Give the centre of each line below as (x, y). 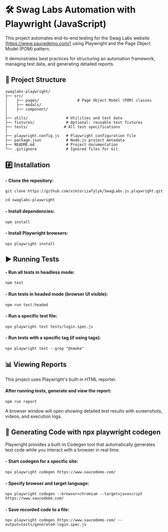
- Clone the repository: (29, 181)
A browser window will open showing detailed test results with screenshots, (84, 411)
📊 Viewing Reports (36, 365)
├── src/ (14, 96)
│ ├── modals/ (23, 105)
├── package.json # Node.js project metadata (65, 140)
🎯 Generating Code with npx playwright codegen (83, 432)
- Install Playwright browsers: (37, 233)
